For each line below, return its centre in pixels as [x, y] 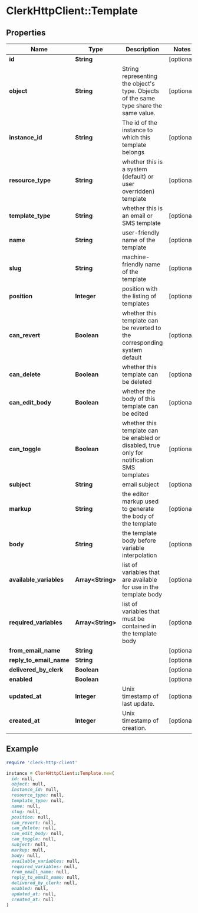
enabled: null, [30, 889]
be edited [135, 413]
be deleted [137, 382]
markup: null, [29, 850]
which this [136, 137]
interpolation [139, 555]
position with [140, 289]
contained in [139, 626]
